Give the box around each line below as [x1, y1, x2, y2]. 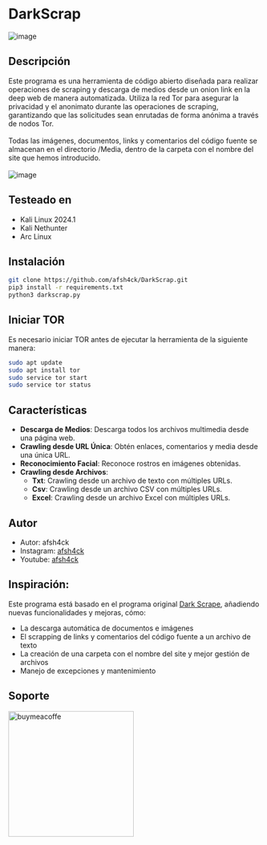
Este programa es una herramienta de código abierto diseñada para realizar [8, 76, 259, 85]
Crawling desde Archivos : [19, 467, 108, 477]
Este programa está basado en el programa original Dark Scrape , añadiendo [8, 599, 260, 609]
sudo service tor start [8, 374, 88, 382]
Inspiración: [8, 578, 70, 591]
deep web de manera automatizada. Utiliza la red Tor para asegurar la [8, 93, 239, 103]
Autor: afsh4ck [19, 537, 70, 547]
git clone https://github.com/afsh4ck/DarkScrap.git [8, 276, 188, 284]
